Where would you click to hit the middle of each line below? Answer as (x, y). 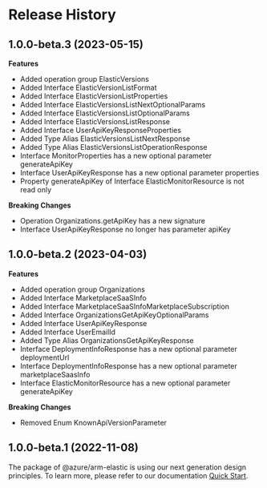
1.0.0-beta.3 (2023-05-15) (76, 44)
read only (36, 190)
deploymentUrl (44, 357)
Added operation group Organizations (83, 289)
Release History (62, 15)
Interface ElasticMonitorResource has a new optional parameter (125, 383)
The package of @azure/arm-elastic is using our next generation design (127, 467)
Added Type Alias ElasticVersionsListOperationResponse (113, 147)
